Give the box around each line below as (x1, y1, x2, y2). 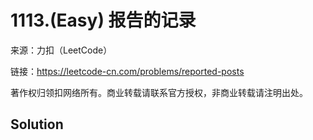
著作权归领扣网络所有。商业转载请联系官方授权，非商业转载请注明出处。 (10, 86, 308, 98)
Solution (10, 116, 64, 133)
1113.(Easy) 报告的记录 (10, 9, 197, 32)
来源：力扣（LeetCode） (10, 44, 113, 56)
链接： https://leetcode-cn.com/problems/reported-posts (10, 65, 245, 77)
